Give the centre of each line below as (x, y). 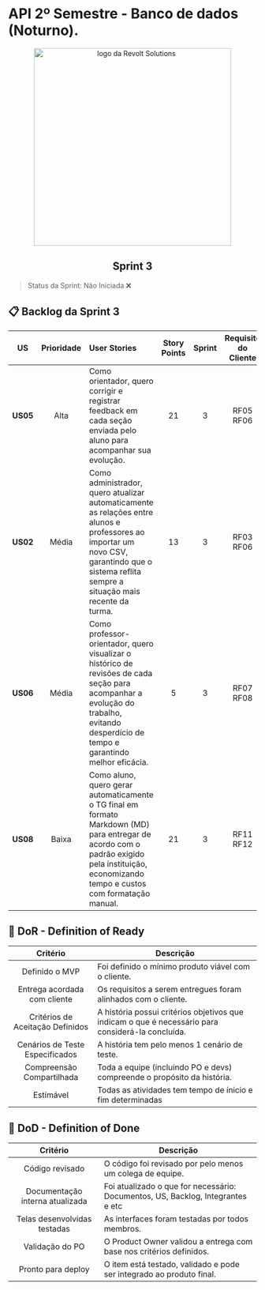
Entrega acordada (51, 990)
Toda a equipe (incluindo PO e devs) (165, 1067)
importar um (112, 542)
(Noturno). (43, 30)
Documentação (54, 1191)
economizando (116, 874)
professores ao (117, 532)
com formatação (119, 893)
